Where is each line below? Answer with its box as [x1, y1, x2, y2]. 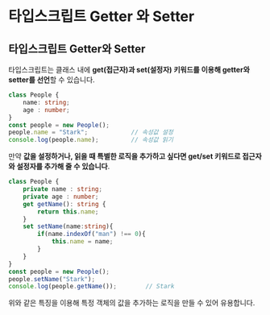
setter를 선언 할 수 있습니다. [8, 75, 95, 85]
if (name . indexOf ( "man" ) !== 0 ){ [37, 230, 147, 238]
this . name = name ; [51, 238, 114, 246]
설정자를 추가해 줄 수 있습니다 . [16, 162, 110, 172]
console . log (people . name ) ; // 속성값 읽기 [8, 136, 173, 144]
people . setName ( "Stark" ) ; [8, 275, 95, 283]
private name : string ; [23, 185, 103, 193]
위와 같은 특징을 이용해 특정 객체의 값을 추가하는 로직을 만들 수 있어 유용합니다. [8, 298, 255, 308]
